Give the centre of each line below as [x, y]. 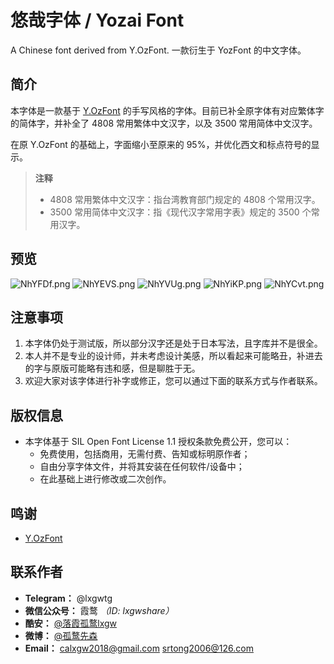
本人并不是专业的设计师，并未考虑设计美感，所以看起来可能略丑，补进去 [173, 356]
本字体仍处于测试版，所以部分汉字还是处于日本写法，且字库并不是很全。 [173, 343]
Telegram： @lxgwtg [68, 598]
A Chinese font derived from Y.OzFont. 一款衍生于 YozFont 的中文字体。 [158, 50]
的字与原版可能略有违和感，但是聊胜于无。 [112, 368]
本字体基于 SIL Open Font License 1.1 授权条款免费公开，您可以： [158, 442]
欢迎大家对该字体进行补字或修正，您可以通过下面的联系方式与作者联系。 [173, 381]
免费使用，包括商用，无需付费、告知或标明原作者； [145, 454]
